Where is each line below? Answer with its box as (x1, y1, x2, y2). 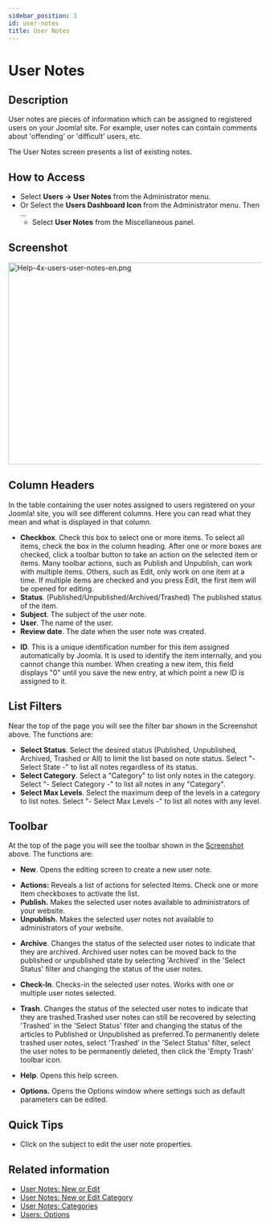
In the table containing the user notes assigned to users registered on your (8, 500, 256, 509)
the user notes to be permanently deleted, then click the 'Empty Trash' (19, 1046, 255, 1057)
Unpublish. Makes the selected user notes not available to (19, 914, 215, 924)
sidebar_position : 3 (8, 11, 78, 20)
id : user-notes (8, 19, 59, 27)
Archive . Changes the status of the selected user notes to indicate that (19, 939, 256, 948)
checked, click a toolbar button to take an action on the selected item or (19, 550, 259, 559)
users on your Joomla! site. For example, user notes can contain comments (8, 123, 257, 133)
